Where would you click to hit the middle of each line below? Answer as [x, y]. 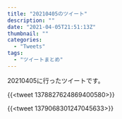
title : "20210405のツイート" [48, 14]
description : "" [31, 20]
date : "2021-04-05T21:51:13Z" [52, 27]
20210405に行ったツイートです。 [56, 80]
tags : [15, 54]
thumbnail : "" [28, 33]
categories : [25, 40]
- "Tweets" [30, 46]
